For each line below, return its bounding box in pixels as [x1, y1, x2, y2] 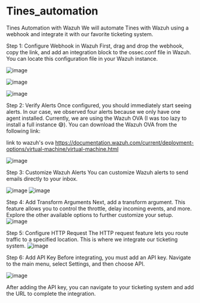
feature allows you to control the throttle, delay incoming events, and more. [6, 205, 192, 212]
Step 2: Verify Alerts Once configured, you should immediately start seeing [6, 101, 192, 109]
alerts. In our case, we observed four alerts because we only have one [6, 108, 181, 115]
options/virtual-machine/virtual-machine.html [6, 145, 119, 152]
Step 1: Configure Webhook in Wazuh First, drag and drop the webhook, [6, 42, 184, 49]
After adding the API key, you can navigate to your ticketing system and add [6, 283, 194, 290]
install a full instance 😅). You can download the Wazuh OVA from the [6, 120, 177, 128]
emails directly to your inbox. [6, 175, 78, 182]
